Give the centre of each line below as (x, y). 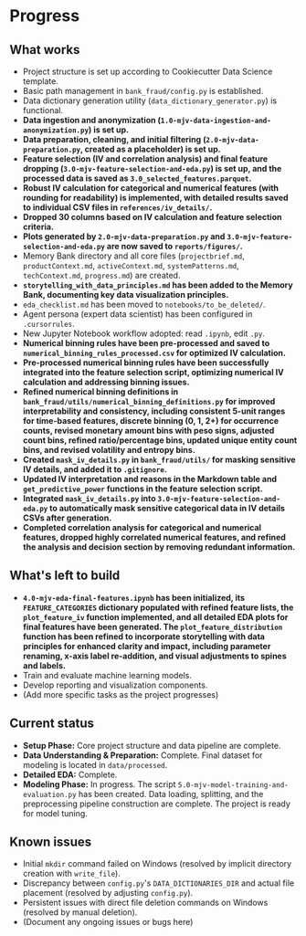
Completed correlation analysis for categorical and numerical (142, 527)
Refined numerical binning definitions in (100, 392)
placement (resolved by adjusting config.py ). (108, 893)
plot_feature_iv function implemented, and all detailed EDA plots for (155, 616)
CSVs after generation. (67, 518)
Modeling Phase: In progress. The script (99, 784)
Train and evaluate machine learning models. (107, 675)
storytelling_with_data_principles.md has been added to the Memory (158, 285)
